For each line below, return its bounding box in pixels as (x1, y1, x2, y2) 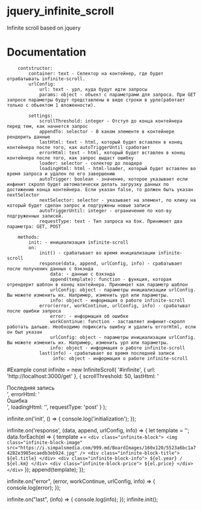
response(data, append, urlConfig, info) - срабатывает (39, 261, 183, 267)
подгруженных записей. (7, 213, 64, 219)
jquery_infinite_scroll (7, 4, 114, 18)
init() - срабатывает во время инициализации (39, 250, 156, 256)
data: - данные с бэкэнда (49, 271, 115, 277)
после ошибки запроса (7, 308, 62, 314)
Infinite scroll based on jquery (7, 24, 81, 31)
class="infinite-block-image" (7, 439, 83, 446)
